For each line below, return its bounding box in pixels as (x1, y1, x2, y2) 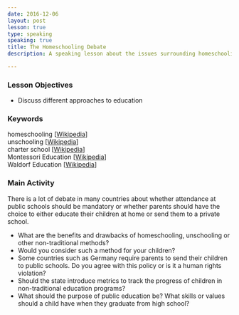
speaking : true (7, 37, 53, 44)
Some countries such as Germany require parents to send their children (17, 254, 228, 262)
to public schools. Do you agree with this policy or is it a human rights (17, 261, 222, 269)
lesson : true (7, 24, 46, 31)
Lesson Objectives (7, 80, 73, 90)
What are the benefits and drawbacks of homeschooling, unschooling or (17, 231, 230, 239)
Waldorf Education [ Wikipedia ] (7, 160, 97, 169)
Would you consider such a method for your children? (17, 246, 176, 254)
